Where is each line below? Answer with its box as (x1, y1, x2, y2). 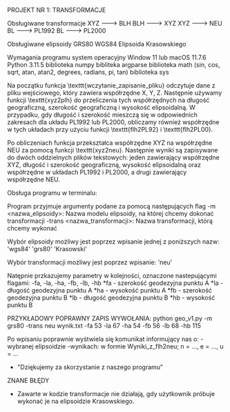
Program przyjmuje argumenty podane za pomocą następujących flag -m (7, 202, 216, 210)
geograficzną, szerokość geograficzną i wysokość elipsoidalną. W (7, 104, 195, 111)
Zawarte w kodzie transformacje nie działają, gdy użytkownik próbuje (17, 390, 215, 398)
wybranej (7, 342, 34, 351)
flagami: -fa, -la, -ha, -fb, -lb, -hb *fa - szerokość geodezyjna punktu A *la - (7, 279, 224, 287)
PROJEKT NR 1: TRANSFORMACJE (7, 6, 106, 14)
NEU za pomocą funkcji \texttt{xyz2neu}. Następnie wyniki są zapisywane (7, 146, 218, 154)
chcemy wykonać (7, 224, 57, 232)
